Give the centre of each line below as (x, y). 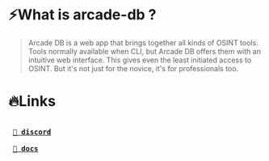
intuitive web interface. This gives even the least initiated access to (140, 60)
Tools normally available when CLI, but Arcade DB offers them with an (144, 51)
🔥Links (32, 102)
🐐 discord (32, 132)
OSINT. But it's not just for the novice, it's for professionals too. (133, 68)
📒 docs (25, 148)
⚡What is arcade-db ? (82, 15)
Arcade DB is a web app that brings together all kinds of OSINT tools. (143, 42)
